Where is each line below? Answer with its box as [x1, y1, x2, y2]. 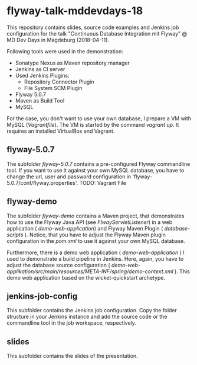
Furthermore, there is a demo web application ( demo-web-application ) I [6, 249, 185, 256]
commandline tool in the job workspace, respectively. [6, 319, 136, 326]
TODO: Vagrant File [79, 179, 126, 186]
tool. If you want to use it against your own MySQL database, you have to [6, 167, 185, 174]
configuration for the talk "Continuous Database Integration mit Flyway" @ [6, 30, 188, 37]
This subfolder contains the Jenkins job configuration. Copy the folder [6, 307, 178, 314]
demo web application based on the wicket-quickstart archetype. [6, 274, 166, 281]
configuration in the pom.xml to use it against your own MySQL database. [6, 237, 185, 244]
